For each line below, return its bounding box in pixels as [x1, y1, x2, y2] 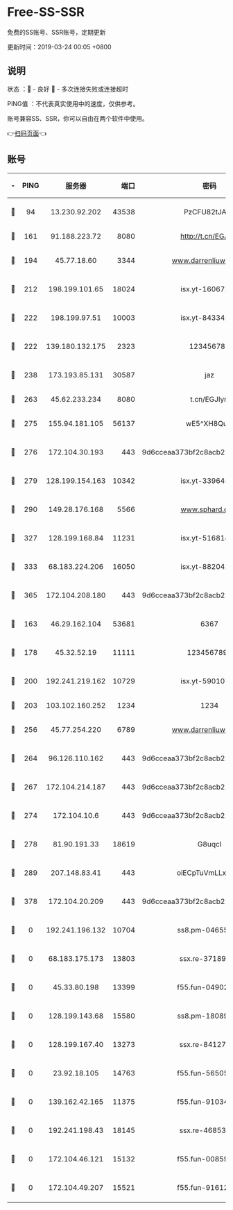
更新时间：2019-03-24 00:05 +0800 [7, 42, 112, 51]
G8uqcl [197, 839, 222, 849]
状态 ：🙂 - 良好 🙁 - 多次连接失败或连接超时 [7, 85, 128, 93]
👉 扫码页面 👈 [7, 129, 47, 137]
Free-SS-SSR [7, 4, 85, 20]
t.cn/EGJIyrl [190, 394, 229, 404]
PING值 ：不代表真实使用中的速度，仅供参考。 [7, 99, 139, 108]
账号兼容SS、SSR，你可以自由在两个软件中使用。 [7, 114, 148, 122]
